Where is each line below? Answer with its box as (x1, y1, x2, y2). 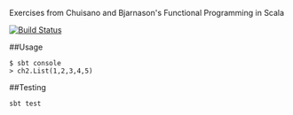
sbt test (9, 99, 42, 108)
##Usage (9, 42, 44, 52)
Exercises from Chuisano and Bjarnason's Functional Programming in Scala (9, 8, 285, 18)
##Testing (9, 82, 47, 92)
